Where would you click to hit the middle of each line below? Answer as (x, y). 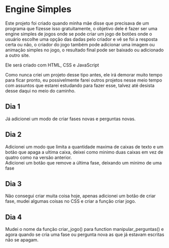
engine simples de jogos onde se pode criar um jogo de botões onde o (79, 34)
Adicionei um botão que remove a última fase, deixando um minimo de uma (84, 162)
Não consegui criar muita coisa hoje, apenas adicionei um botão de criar (80, 196)
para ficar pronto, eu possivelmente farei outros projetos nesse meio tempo (84, 80)
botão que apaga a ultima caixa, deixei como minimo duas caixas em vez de (84, 152)
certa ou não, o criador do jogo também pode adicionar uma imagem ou (80, 44)
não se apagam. (22, 240)
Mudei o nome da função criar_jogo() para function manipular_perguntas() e (84, 229)
